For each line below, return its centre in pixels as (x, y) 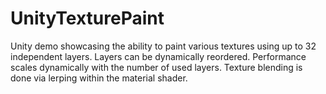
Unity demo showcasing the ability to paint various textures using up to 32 (163, 46)
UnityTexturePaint (87, 18)
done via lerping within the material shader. (99, 78)
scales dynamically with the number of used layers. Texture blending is (156, 67)
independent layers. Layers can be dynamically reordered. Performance (158, 56)
